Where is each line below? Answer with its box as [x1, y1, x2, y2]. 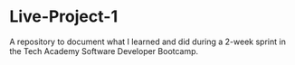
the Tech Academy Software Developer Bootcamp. [9, 45, 199, 56]
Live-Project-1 [9, 6, 119, 27]
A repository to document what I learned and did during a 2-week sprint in [9, 36, 287, 47]
